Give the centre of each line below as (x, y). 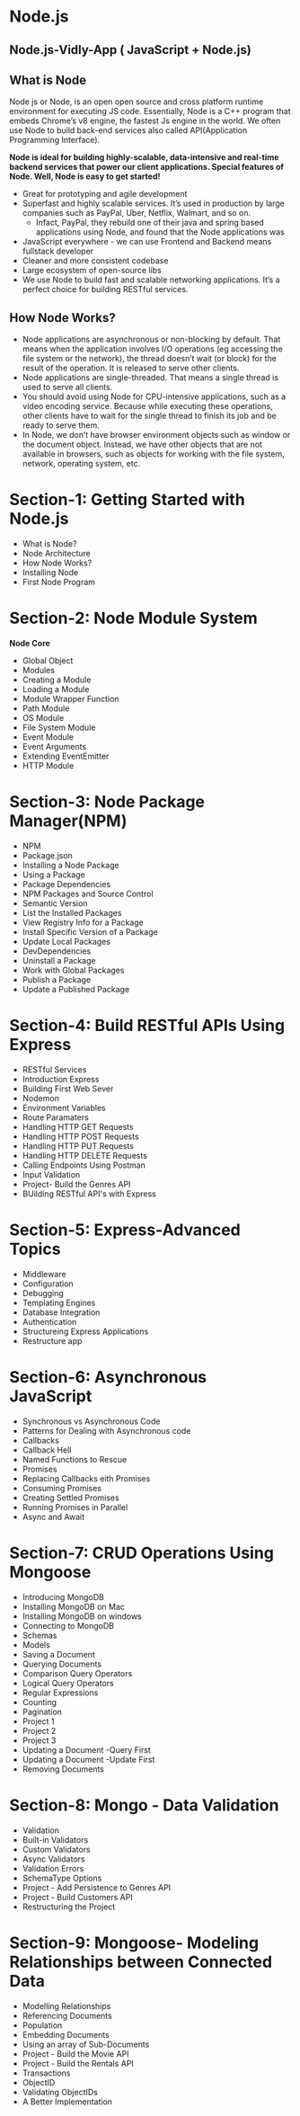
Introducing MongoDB (63, 1596)
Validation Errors (53, 1868)
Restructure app (52, 1340)
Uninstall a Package (59, 961)
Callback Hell (47, 1450)
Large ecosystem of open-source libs (92, 271)
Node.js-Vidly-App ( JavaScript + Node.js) (130, 50)
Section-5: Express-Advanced (125, 1230)
